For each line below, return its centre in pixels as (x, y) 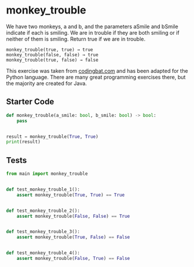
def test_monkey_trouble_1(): (43, 189)
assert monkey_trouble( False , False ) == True (73, 216)
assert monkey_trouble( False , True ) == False (73, 259)
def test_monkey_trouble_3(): (43, 232)
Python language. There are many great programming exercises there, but (96, 77)
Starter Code (30, 102)
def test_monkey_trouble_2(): (43, 211)
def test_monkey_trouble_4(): (43, 253)
